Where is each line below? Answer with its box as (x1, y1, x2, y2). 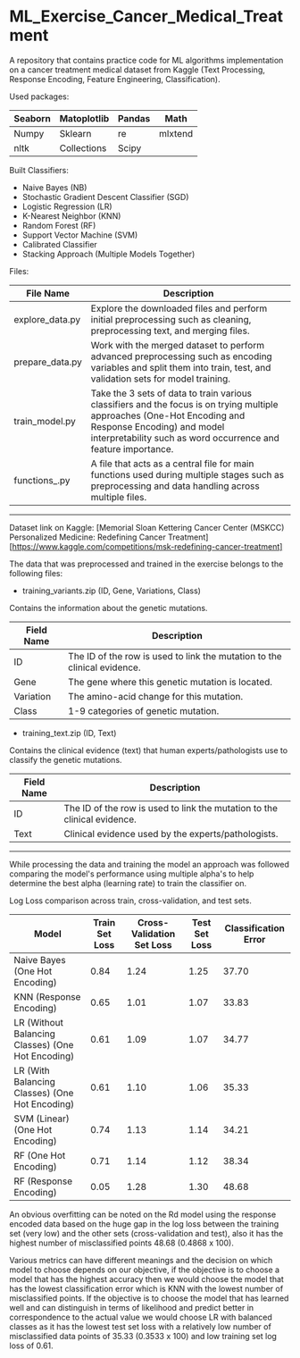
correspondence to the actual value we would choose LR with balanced (9, 1312, 272, 1322)
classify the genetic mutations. (9, 754, 122, 765)
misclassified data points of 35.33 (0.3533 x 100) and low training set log (9, 1330, 277, 1341)
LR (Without (13, 1016, 64, 1028)
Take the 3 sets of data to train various (90, 387, 253, 399)
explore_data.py (13, 313, 81, 325)
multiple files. (90, 490, 147, 503)
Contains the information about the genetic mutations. (9, 602, 208, 613)
